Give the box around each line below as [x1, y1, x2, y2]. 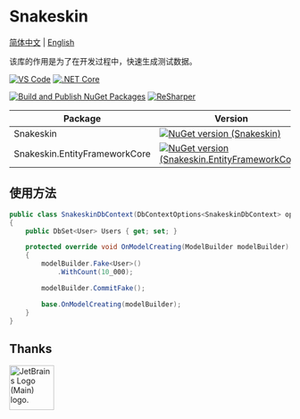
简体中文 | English [9, 37, 75, 47]
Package [62, 112, 102, 124]
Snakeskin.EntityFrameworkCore [13, 147, 151, 160]
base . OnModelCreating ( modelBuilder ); [41, 299, 181, 309]
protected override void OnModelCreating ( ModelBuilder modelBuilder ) [25, 243, 290, 252]
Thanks [9, 341, 53, 356]
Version [213, 112, 248, 124]
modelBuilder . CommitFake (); [41, 283, 146, 292]
